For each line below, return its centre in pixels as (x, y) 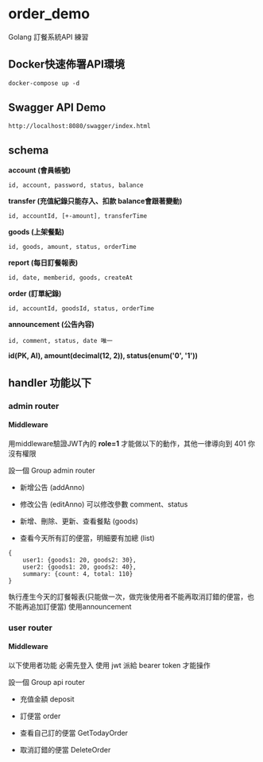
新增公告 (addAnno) (52, 487)
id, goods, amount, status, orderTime (72, 247)
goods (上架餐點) (37, 232)
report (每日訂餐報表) (43, 262)
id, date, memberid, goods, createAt (71, 278)
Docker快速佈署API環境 (67, 64)
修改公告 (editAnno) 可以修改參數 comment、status (104, 504)
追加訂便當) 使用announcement (80, 606)
